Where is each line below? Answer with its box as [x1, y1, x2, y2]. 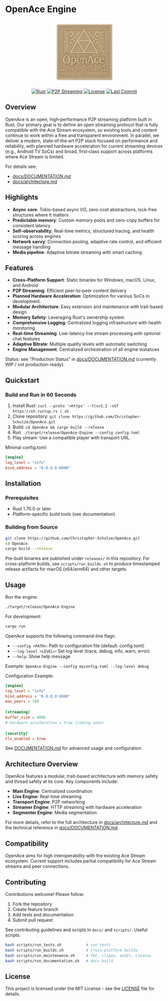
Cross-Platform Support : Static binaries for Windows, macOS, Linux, [12, 277, 156, 283]
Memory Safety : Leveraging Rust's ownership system [12, 314, 124, 320]
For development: [5, 613, 42, 619]
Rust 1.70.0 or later [12, 506, 51, 512]
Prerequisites [5, 494, 39, 501]
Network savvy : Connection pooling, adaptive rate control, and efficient [12, 238, 162, 244]
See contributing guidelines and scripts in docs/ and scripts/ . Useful [5, 927, 148, 933]
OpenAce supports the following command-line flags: [5, 632, 116, 639]
